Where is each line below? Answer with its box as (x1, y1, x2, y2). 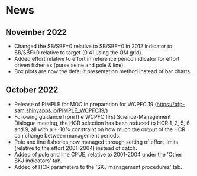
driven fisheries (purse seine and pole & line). (14, 61, 125, 69)
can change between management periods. (14, 132, 121, 139)
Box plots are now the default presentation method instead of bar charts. (14, 68, 192, 74)
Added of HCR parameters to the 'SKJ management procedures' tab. (14, 163, 183, 170)
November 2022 (5, 27, 67, 37)
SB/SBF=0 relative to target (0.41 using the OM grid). (14, 49, 143, 56)
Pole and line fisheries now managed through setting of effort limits (14, 138, 179, 145)
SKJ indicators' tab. (14, 157, 63, 164)
